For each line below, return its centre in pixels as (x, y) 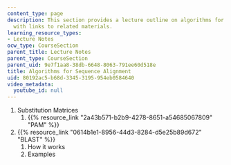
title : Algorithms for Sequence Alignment (69, 71)
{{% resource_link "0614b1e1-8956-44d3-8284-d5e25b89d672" (109, 133)
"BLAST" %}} (36, 139)
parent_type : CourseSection (48, 59)
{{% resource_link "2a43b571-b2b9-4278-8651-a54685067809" (120, 117)
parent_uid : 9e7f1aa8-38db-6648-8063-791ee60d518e (82, 65)
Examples (41, 154)
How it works (46, 147)
